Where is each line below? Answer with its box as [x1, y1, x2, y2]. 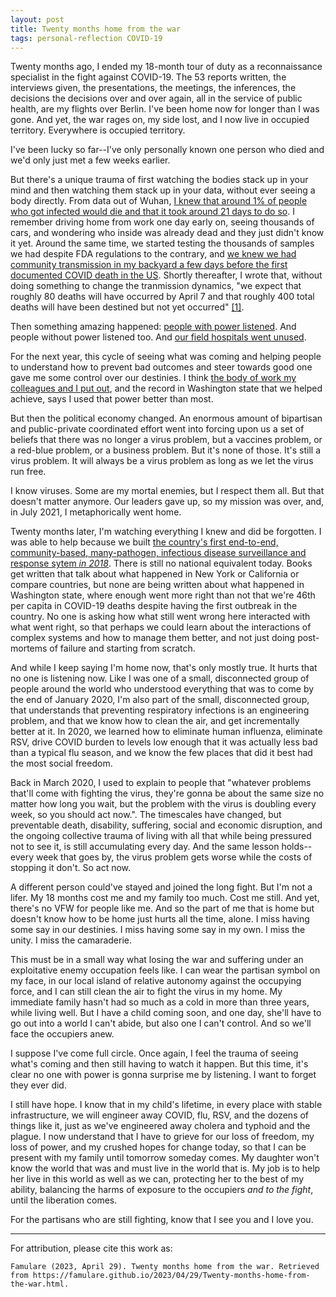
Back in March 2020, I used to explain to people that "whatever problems [10, 777, 312, 789]
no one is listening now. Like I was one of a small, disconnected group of [10, 672, 310, 685]
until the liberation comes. [10, 1194, 118, 1206]
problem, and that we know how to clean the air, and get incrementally [10, 715, 300, 727]
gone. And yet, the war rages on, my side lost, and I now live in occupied [10, 114, 310, 126]
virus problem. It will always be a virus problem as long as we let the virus [10, 455, 314, 467]
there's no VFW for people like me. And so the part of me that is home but [10, 902, 315, 915]
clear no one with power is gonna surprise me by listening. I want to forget [10, 1069, 317, 1081]
